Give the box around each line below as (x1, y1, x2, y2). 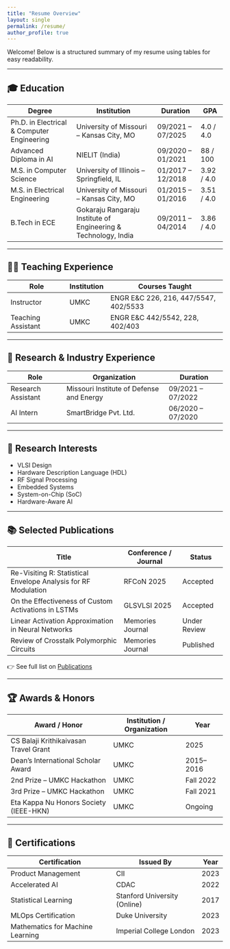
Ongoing (185, 802, 214, 812)
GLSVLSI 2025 (123, 601, 172, 611)
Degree (27, 106, 53, 116)
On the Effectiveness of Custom (10, 597, 113, 606)
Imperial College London (116, 926, 195, 935)
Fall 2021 (185, 787, 217, 796)
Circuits (10, 645, 36, 654)
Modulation (10, 585, 47, 595)
